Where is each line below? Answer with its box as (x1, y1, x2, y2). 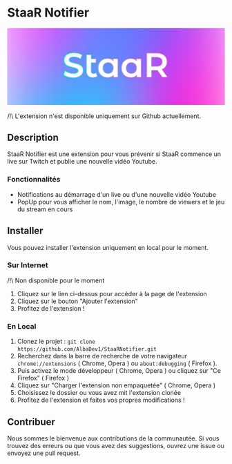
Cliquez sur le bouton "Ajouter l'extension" (17, 297, 138, 305)
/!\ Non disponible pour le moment (7, 276, 105, 284)
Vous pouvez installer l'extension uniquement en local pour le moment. (7, 243, 209, 251)
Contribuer (7, 416, 55, 427)
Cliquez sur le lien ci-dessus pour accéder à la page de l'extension (17, 289, 207, 298)
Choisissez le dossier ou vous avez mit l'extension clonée (17, 389, 182, 397)
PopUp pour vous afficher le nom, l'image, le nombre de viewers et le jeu (17, 197, 225, 206)
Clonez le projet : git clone (17, 337, 95, 346)
